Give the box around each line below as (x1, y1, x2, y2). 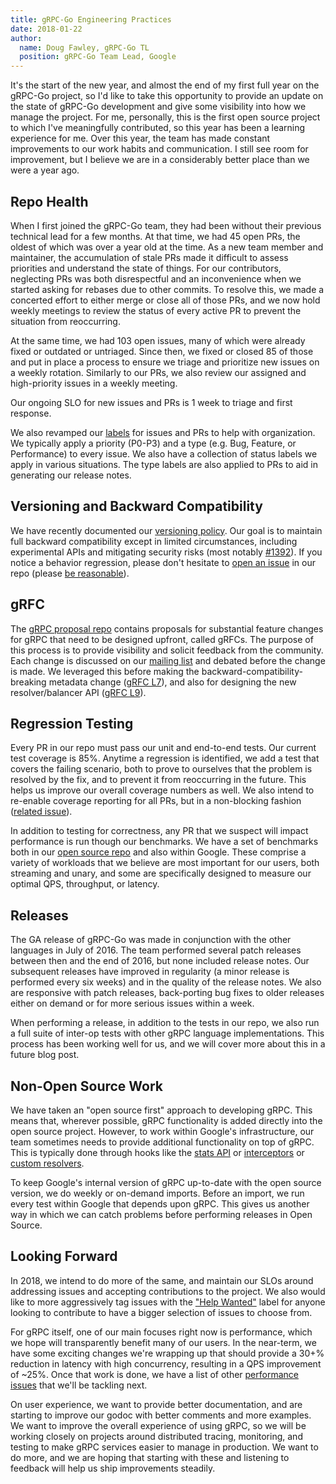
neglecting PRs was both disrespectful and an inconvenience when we (10, 272, 302, 285)
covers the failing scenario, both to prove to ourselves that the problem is (10, 763, 313, 775)
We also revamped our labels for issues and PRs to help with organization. (10, 426, 316, 438)
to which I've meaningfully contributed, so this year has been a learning (10, 122, 306, 134)
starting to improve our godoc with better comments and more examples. (10, 1409, 312, 1421)
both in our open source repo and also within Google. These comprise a (10, 846, 307, 858)
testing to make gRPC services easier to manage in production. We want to (10, 1441, 319, 1453)
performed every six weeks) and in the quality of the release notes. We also (10, 976, 322, 988)
